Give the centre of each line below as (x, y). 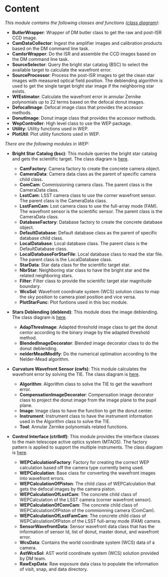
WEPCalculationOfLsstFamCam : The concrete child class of (83, 516)
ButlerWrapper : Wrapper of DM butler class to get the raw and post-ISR (87, 32)
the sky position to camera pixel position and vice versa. (78, 297)
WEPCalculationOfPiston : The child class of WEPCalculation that (87, 483)
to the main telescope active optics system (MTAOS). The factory (80, 442)
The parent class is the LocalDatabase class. (66, 259)
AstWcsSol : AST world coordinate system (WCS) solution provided (89, 553)
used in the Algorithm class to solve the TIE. (65, 421)
